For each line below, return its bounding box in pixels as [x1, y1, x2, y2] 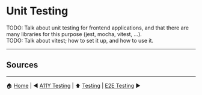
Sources [6, 60, 38, 70]
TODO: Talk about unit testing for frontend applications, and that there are [6, 24, 189, 31]
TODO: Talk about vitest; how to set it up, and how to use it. [6, 37, 154, 44]
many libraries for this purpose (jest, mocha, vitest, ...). [6, 30, 142, 37]
